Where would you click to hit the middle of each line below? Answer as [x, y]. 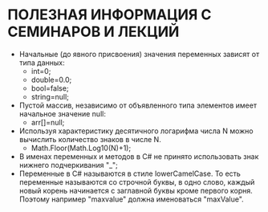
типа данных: [42, 63]
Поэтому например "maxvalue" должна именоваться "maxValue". [131, 199]
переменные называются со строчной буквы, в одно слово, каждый [137, 181]
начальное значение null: [62, 113]
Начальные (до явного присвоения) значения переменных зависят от [139, 54]
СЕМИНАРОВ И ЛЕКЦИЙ [93, 32]
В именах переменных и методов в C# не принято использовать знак [139, 156]
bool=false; [50, 88]
